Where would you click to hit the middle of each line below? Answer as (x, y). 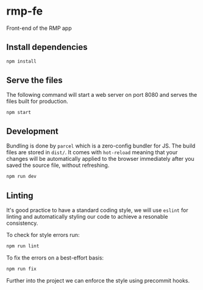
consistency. (22, 223)
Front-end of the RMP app (39, 28)
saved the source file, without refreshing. (58, 165)
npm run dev (21, 177)
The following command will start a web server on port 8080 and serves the (102, 95)
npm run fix (21, 269)
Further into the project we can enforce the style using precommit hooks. (98, 280)
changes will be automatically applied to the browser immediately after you (101, 159)
